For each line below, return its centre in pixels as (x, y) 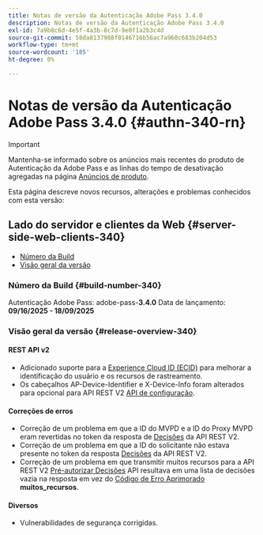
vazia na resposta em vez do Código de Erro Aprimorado (112, 479)
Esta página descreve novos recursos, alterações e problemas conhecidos (130, 191)
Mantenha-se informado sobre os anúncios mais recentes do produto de (126, 160)
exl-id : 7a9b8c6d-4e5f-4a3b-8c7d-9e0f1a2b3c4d (86, 30)
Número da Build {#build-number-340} (85, 285)
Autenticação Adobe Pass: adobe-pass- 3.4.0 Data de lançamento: (117, 302)
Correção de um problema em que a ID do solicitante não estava (124, 445)
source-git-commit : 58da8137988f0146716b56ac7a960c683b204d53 (113, 38)
